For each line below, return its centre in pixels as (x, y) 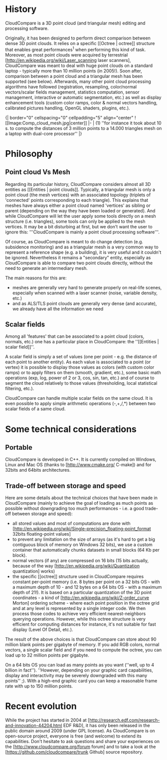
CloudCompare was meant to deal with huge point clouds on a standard (79, 65)
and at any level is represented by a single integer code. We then (79, 609)
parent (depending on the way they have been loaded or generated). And (80, 210)
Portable (19, 447)
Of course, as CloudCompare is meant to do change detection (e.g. (74, 241)
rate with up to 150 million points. (39, 686)
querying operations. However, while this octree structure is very (79, 619)
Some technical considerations (71, 429)
